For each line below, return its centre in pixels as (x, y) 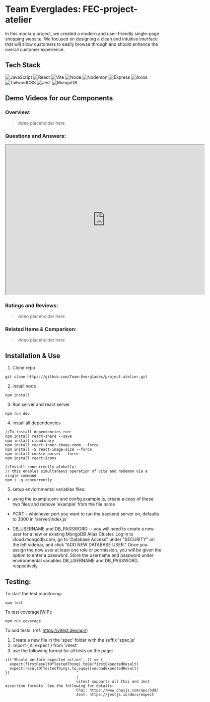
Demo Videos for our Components (59, 98)
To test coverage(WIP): (29, 612)
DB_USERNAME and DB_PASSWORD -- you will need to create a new (83, 529)
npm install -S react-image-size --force (49, 450)
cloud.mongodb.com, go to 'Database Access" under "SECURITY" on (83, 539)
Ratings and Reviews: (32, 305)
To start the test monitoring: (34, 593)
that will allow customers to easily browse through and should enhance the (82, 44)
